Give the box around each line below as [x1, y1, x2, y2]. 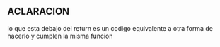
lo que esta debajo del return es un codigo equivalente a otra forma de [7, 24, 214, 32]
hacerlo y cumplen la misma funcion [7, 32, 113, 40]
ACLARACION [7, 6, 70, 18]
